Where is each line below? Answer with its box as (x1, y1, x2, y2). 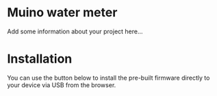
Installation (7, 51, 73, 67)
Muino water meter (7, 5, 118, 20)
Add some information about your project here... (7, 27, 143, 35)
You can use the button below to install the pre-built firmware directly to (7, 74, 210, 82)
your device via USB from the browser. (7, 80, 116, 89)
